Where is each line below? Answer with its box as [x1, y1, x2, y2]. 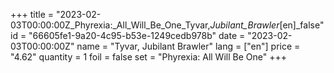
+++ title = [10, 9, 55, 20]
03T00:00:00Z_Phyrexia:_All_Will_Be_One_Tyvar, [10, 19, 211, 31]
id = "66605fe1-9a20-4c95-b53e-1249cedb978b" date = [10, 30, 246, 41]
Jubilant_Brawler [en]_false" [209, 19, 325, 31]
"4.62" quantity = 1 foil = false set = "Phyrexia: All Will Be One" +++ [10, 51, 287, 63]
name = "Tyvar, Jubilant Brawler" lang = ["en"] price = [76, 40, 301, 52]
